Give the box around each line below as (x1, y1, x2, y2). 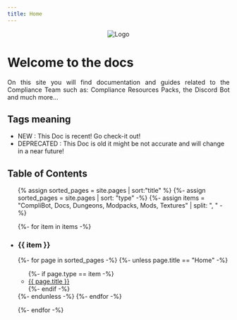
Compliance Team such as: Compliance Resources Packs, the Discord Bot (7, 85, 230, 94)
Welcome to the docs (7, 54, 134, 71)
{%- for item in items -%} (17, 223, 92, 231)
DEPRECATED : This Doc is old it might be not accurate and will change (17, 139, 225, 148)
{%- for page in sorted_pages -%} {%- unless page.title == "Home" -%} (17, 256, 229, 265)
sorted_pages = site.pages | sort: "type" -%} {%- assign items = (17, 194, 205, 202)
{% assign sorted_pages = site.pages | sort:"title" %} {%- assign (17, 186, 206, 195)
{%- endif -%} (28, 285, 71, 293)
